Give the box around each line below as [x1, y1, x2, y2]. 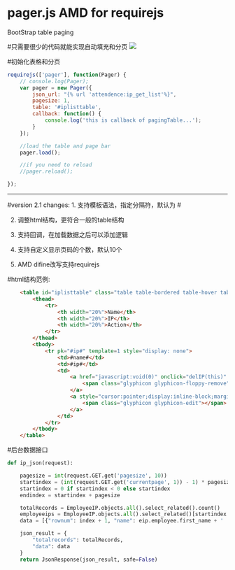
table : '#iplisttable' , [32, 104, 101, 111]
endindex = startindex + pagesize [20, 492, 120, 499]
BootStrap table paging [7, 28, 74, 36]
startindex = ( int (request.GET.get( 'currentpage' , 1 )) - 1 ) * [20, 478, 205, 485]
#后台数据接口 [7, 446, 48, 454]
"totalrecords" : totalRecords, [32, 536, 124, 543]
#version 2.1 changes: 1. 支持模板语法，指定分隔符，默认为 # [7, 201, 182, 209]
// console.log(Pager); [20, 78, 90, 85]
